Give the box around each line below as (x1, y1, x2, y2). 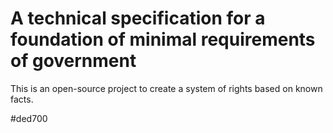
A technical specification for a (10, 7, 266, 30)
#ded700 (10, 112, 48, 124)
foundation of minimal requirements (10, 28, 316, 51)
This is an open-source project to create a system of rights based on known (10, 82, 323, 94)
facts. (10, 93, 34, 105)
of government (10, 50, 137, 72)
